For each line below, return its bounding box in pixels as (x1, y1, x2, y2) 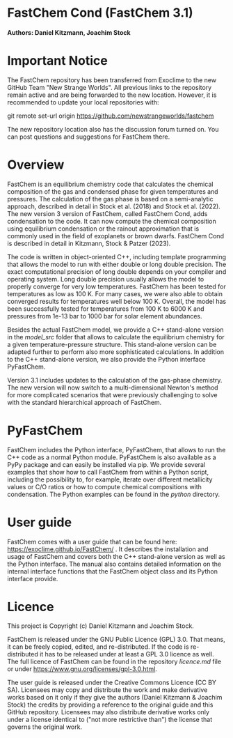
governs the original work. (7, 723, 82, 731)
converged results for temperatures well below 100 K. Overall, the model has (7, 297, 227, 305)
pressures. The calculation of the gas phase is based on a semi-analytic (7, 194, 214, 203)
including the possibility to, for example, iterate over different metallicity (7, 475, 213, 484)
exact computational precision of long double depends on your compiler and (7, 267, 227, 276)
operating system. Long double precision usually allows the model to (7, 275, 204, 283)
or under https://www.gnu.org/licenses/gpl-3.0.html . (7, 665, 158, 673)
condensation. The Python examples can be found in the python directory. (7, 490, 220, 498)
